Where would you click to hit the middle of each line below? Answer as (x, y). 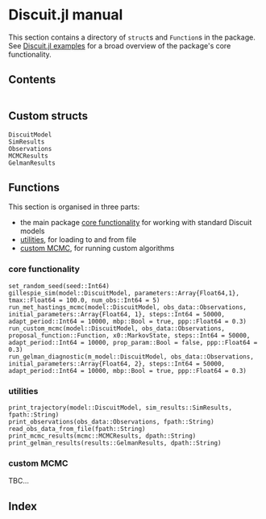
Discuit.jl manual (66, 15)
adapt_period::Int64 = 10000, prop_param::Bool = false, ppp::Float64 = (133, 342)
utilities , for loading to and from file (78, 240)
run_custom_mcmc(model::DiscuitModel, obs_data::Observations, (117, 329)
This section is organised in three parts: (74, 207)
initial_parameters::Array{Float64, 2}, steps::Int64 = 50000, (117, 364)
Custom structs (48, 116)
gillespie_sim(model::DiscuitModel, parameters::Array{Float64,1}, (124, 293)
